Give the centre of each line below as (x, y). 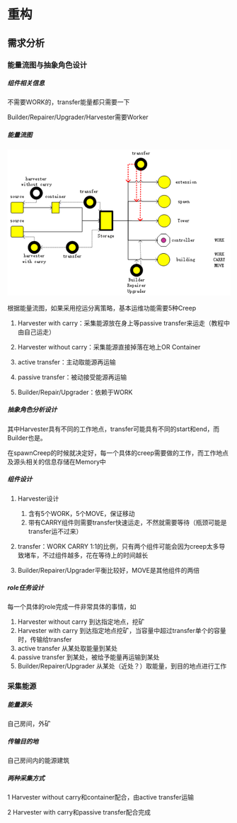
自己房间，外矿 (29, 724)
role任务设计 (26, 588)
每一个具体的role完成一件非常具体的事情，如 (72, 607)
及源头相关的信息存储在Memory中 (57, 461)
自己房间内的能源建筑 (38, 761)
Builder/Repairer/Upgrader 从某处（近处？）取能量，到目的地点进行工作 (122, 666)
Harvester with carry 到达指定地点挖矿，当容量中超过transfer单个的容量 (122, 631)
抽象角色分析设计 (32, 410)
